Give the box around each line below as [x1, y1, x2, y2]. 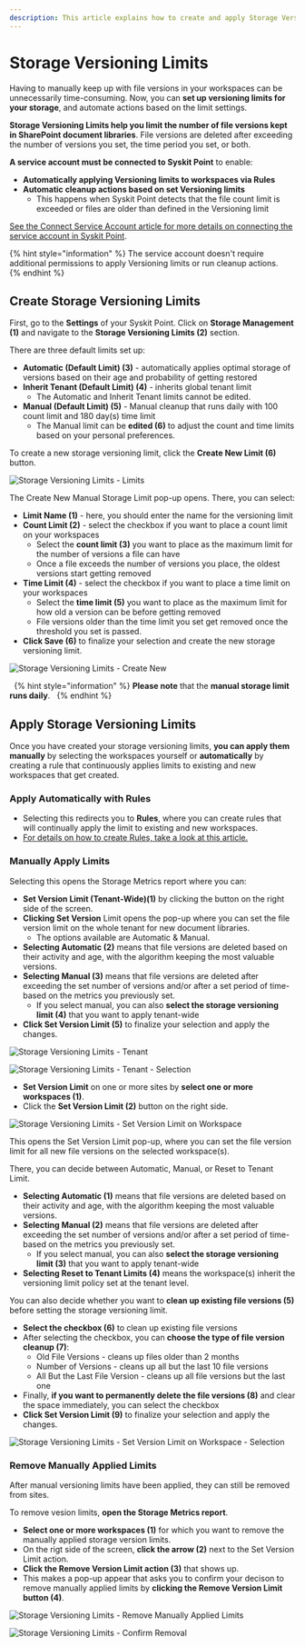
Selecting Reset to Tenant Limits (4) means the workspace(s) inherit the [22, 1267, 296, 1278]
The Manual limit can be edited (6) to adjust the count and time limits [35, 420, 295, 432]
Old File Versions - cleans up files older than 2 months [35, 1351, 240, 1362]
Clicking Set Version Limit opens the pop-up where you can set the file [22, 913, 290, 923]
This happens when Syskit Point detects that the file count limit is [35, 193, 280, 205]
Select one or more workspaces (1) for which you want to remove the [22, 1524, 284, 1536]
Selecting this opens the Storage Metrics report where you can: [9, 875, 247, 886]
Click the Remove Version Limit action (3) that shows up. [22, 1563, 239, 1574]
